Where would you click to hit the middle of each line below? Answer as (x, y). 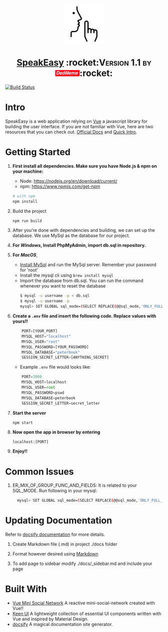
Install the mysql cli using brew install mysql (66, 275)
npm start (23, 423)
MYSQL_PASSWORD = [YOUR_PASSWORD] (55, 347)
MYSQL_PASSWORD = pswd (43, 393)
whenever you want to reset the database (63, 286)
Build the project (29, 211)
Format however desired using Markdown (55, 554)
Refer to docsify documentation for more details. (55, 534)
